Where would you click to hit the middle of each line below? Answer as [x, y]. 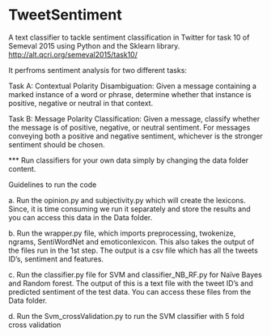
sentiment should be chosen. [57, 144]
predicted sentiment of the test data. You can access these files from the [130, 291]
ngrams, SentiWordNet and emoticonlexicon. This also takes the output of [131, 241]
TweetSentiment [66, 15]
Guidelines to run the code [53, 185]
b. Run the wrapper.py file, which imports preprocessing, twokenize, [122, 233]
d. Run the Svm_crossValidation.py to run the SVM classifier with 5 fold [126, 316]
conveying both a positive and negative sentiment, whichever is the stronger [135, 136]
